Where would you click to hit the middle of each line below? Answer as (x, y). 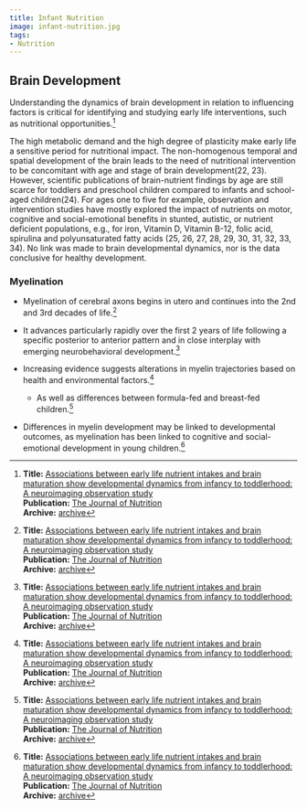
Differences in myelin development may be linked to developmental (149, 427)
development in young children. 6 (124, 447)
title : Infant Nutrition (57, 18)
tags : (20, 35)
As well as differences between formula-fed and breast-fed (148, 398)
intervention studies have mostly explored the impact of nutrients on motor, (151, 209)
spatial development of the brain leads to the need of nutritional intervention (153, 160)
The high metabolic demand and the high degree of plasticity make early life (153, 141)
